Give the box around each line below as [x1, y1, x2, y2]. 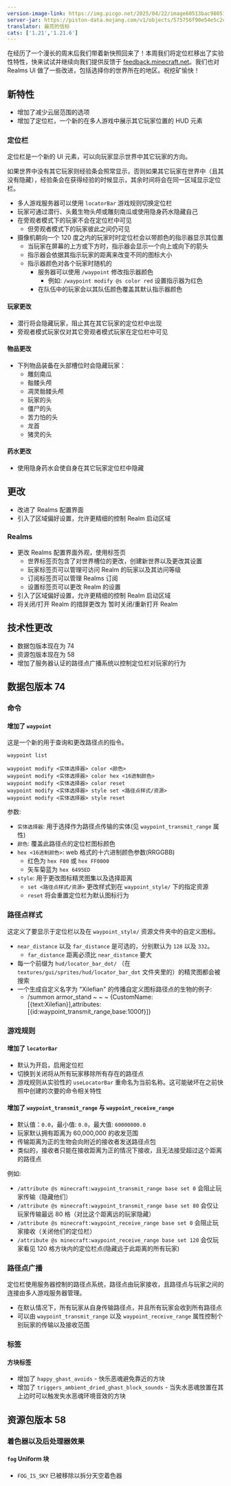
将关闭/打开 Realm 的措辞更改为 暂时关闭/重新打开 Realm [16, 600, 178, 609]
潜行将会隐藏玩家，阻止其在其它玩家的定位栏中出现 [16, 318, 162, 327]
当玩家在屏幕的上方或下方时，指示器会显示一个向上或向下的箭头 [27, 242, 208, 250]
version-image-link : [7, 10, 67, 17]
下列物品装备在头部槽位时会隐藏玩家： [16, 361, 126, 369]
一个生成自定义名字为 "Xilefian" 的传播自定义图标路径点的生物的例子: [16, 985, 212, 993]
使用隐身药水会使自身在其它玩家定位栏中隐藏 [16, 463, 144, 472]
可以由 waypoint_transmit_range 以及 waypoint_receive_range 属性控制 [16, 1312, 217, 1321]
